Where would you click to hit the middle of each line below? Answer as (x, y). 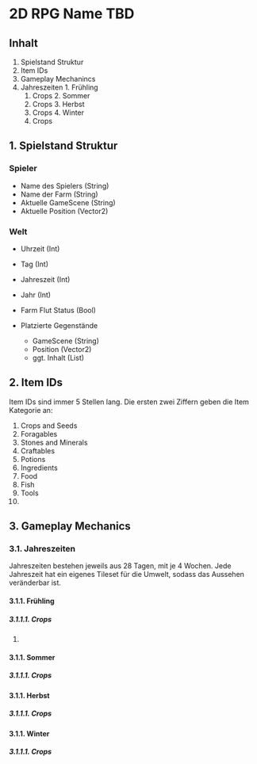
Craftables (37, 451)
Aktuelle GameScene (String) (68, 202)
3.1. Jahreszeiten (42, 549)
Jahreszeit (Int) (45, 279)
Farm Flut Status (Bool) (58, 310)
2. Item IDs (36, 382)
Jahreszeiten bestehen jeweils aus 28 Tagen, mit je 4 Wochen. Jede (120, 566)
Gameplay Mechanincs (58, 79)
